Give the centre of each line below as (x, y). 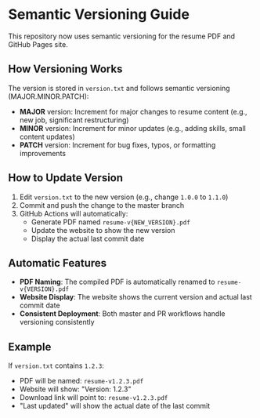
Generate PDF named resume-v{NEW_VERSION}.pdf (110, 222)
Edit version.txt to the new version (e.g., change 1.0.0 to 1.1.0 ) (124, 197)
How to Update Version (66, 178)
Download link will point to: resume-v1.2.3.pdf (94, 398)
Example (30, 347)
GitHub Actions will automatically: (74, 213)
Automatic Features (58, 263)
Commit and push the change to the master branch (102, 205)
